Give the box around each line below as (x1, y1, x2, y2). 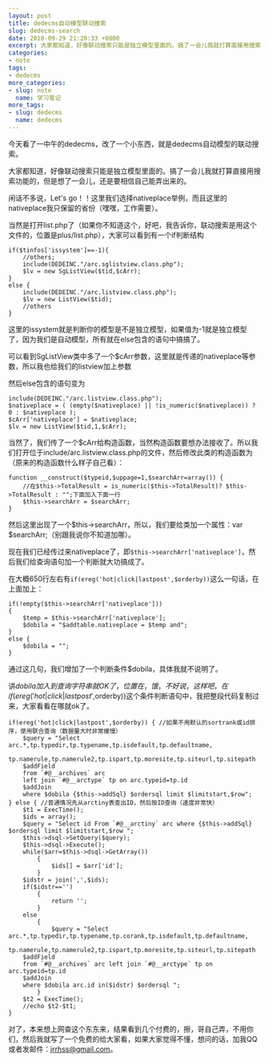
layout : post (8, 11, 52, 20)
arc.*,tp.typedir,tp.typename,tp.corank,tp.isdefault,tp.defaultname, (8, 931, 249, 940)
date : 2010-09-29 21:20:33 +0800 (8, 34, 120, 42)
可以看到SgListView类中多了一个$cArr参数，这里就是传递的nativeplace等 (8, 351, 249, 361)
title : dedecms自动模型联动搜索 (8, 19, 106, 27)
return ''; (50, 897, 88, 905)
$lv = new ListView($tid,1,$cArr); (8, 422, 127, 430)
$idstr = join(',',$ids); (22, 875, 110, 884)
